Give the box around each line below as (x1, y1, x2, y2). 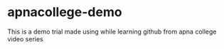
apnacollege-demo (7, 4, 122, 20)
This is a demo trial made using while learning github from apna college (7, 27, 217, 36)
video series (7, 34, 44, 43)
